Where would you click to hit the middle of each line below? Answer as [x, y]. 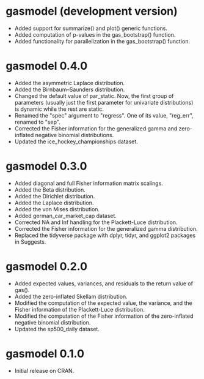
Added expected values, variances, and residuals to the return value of [104, 283]
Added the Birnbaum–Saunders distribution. [70, 89]
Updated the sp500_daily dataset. [57, 329]
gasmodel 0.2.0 [47, 266]
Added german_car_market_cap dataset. [66, 216]
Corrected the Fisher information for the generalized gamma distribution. [106, 228]
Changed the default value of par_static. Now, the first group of [94, 96]
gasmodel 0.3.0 [46, 166]
